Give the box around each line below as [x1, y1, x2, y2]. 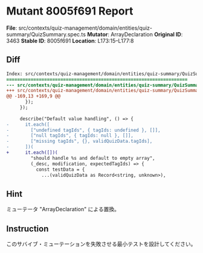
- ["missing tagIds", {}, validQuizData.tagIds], [6, 138, 153, 145]
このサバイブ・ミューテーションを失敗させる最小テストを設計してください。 [6, 240, 196, 248]
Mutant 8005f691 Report [6, 4, 134, 18]
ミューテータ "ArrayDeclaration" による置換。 [6, 206, 120, 213]
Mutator [87, 30, 108, 38]
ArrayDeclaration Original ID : [111, 30, 183, 38]
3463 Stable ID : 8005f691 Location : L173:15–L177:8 [6, 37, 134, 44]
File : [6, 24, 18, 31]
